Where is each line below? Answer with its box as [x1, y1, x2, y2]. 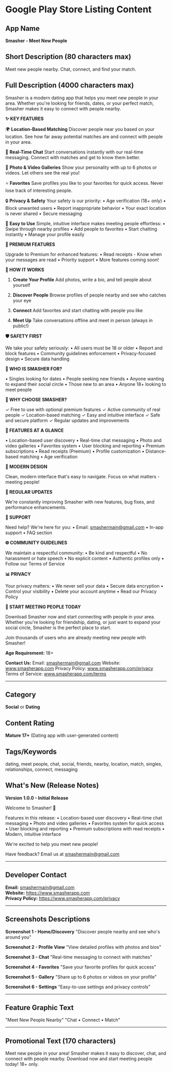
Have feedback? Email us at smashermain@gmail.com [5, 851, 120, 857]
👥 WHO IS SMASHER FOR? [5, 365, 62, 372]
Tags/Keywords [5, 747, 57, 756]
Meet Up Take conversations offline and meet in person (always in [12, 317, 153, 323]
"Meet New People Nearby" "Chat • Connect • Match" [5, 1017, 120, 1023]
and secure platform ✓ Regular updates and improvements [5, 417, 130, 423]
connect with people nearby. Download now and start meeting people [5, 1056, 153, 1062]
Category [5, 690, 36, 699]
